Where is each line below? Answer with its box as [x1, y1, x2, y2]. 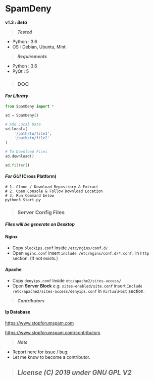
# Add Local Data [5, 122, 41, 127]
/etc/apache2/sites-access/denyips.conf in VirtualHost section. [12, 288, 145, 294]
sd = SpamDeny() [5, 112, 39, 118]
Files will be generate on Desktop [5, 221, 75, 227]
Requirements [17, 53, 47, 59]
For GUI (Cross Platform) [5, 173, 57, 179]
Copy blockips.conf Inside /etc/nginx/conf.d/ [12, 245, 108, 251]
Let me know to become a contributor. [12, 354, 91, 360]
